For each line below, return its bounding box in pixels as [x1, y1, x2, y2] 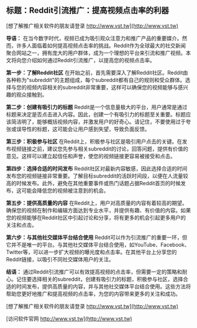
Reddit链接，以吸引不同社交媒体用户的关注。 [6, 255, 114, 262]
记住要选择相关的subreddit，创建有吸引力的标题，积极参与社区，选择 [16, 275, 184, 282]
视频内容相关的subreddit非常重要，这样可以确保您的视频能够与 [26, 84, 178, 91]
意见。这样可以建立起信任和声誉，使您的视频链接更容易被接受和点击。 [6, 152, 176, 159]
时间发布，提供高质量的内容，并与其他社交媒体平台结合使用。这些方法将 [16, 283, 191, 290]
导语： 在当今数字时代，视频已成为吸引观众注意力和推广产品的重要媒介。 [6, 35, 182, 42]
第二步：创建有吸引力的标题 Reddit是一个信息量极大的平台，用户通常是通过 [6, 103, 188, 110]
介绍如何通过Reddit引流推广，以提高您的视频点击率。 [26, 56, 155, 63]
